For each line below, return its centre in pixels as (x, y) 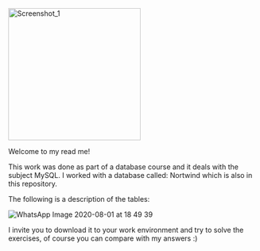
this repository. (33, 183)
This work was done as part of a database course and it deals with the (123, 167)
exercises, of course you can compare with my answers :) (103, 238)
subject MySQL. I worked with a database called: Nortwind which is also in (130, 175)
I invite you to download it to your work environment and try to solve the (126, 230)
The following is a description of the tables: (79, 199)
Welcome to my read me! (49, 151)
